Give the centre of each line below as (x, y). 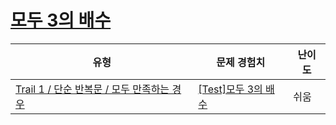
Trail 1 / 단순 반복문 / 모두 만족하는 (92, 89)
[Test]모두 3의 (230, 89)
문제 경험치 (241, 62)
